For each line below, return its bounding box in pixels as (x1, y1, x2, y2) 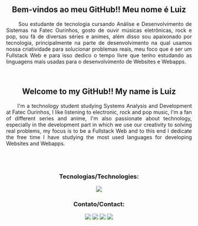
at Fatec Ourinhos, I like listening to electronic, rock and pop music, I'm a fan (6, 109, 192, 116)
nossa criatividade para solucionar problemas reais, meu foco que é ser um (6, 45, 192, 53)
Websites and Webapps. (6, 140, 65, 147)
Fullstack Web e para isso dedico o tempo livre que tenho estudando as (6, 51, 192, 58)
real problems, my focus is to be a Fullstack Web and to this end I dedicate (6, 127, 192, 135)
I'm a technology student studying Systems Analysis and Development (17, 102, 192, 109)
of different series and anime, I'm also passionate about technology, (6, 114, 192, 122)
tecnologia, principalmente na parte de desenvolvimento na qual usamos (6, 39, 192, 46)
